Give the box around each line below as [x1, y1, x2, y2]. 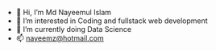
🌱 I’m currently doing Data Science [15, 25, 131, 33]
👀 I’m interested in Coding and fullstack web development [15, 16, 208, 25]
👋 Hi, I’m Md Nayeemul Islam [15, 8, 111, 17]
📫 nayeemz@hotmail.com [15, 33, 105, 43]
